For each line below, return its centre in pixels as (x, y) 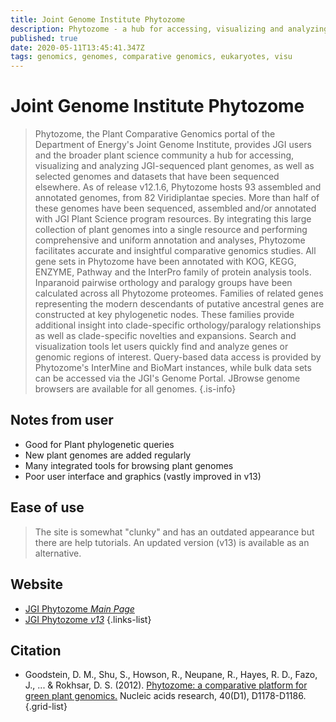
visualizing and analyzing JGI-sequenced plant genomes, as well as (174, 166)
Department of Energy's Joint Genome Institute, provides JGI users (173, 145)
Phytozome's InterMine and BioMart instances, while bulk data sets (173, 368)
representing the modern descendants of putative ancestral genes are (179, 304)
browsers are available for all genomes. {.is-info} (135, 389)
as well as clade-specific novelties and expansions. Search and (165, 336)
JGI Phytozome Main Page (79, 608)
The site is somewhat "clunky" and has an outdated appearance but (174, 532)
